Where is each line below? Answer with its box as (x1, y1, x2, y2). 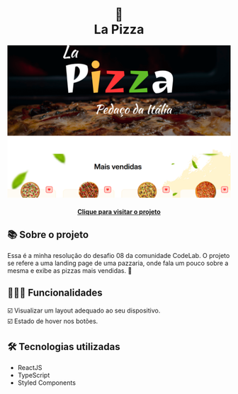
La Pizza (93, 21, 144, 38)
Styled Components (17, 378, 76, 387)
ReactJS (17, 363, 42, 371)
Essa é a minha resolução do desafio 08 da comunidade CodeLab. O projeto (7, 251, 230, 259)
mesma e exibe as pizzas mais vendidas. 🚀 (7, 266, 132, 275)
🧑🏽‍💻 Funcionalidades (7, 287, 103, 299)
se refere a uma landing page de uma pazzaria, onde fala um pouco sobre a (7, 259, 229, 267)
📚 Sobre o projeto (7, 229, 89, 241)
